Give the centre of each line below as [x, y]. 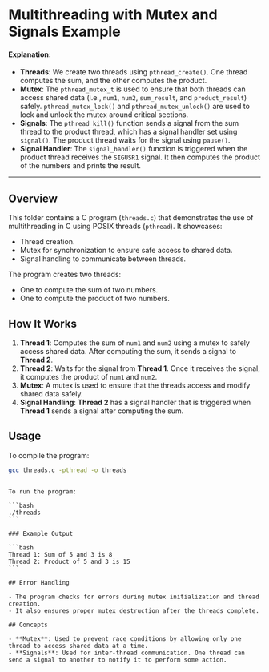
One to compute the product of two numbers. [95, 299]
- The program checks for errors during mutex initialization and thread [134, 597]
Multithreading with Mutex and [113, 15]
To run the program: [43, 491]
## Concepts [28, 625]
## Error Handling [39, 582]
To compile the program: [49, 455]
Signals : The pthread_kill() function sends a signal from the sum [129, 123]
